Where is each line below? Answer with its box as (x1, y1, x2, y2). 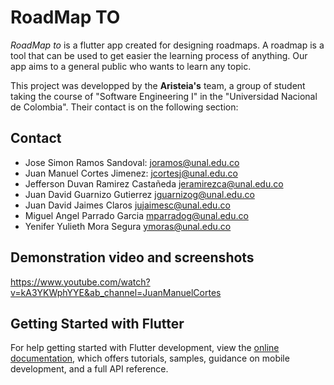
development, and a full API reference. (10, 363, 169, 375)
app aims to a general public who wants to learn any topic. (10, 60, 252, 72)
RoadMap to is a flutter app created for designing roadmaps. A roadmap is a (10, 39, 325, 51)
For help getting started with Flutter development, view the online (10, 342, 280, 354)
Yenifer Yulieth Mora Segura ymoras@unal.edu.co (24, 220, 232, 232)
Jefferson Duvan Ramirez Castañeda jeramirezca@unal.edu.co (24, 177, 284, 190)
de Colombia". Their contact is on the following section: (10, 101, 239, 113)
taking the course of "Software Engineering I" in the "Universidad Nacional (10, 90, 318, 102)
